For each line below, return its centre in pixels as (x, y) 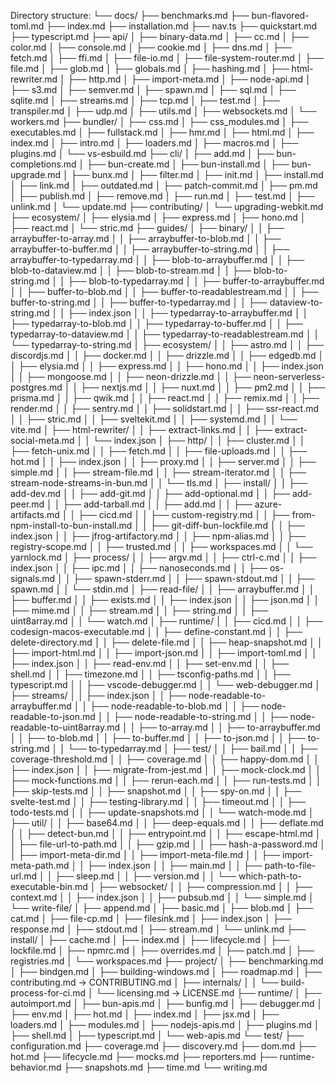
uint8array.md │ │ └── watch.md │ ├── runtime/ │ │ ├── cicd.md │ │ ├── (166, 621)
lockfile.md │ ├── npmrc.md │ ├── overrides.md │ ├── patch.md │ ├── (162, 950)
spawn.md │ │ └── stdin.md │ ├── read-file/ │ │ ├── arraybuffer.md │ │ (162, 589)
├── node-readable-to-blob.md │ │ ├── (174, 706)
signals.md (33, 578)
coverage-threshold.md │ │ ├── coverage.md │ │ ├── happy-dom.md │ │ (165, 759)
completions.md (43, 164)
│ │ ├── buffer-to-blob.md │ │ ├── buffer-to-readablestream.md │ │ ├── (164, 291)
